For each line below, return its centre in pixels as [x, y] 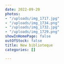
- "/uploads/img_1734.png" [32, 23]
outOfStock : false [24, 41]
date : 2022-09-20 [23, 9]
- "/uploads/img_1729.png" [32, 32]
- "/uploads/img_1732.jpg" [32, 27]
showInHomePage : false [28, 37]
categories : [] [20, 50]
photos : [13, 14]
